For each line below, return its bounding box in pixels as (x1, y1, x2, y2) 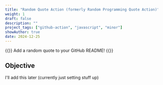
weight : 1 (5, 12, 25, 17)
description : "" (5, 20, 38, 26)
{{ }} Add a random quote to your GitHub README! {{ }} (5, 47, 114, 53)
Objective (5, 62, 35, 70)
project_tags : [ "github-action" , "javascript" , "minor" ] (5, 25, 123, 30)
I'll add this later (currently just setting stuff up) (5, 74, 99, 80)
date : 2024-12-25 (5, 34, 40, 39)
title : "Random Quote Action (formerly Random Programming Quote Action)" (5, 7, 160, 12)
